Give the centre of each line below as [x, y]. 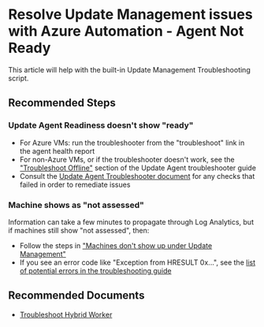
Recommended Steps [62, 103]
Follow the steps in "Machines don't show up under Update [116, 245]
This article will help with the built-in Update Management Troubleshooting [129, 69]
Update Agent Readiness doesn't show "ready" [101, 125]
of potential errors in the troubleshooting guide [95, 270]
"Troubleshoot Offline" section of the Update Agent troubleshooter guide [138, 168]
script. [19, 78]
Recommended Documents [76, 296]
